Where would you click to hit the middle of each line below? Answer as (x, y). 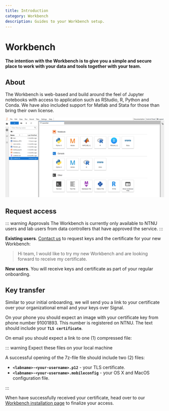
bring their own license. (30, 111)
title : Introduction (27, 11)
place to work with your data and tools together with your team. (73, 66)
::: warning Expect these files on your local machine (59, 348)
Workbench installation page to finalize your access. (60, 403)
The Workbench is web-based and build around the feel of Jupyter (75, 95)
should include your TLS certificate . (44, 328)
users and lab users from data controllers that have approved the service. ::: (84, 229)
